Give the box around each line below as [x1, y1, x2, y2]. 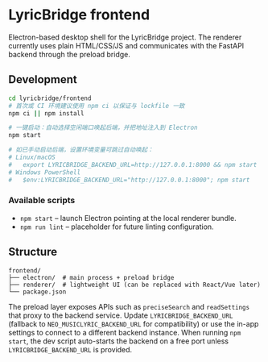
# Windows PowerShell [8, 168, 81, 177]
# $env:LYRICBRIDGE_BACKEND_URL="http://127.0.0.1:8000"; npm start [8, 176, 250, 184]
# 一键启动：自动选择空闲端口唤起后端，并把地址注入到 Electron [8, 123, 199, 132]
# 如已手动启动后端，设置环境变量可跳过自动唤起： [8, 146, 154, 154]
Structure [8, 245, 58, 259]
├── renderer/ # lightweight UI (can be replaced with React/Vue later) [8, 281, 262, 289]
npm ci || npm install [8, 109, 85, 118]
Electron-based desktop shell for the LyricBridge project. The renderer [8, 32, 242, 42]
